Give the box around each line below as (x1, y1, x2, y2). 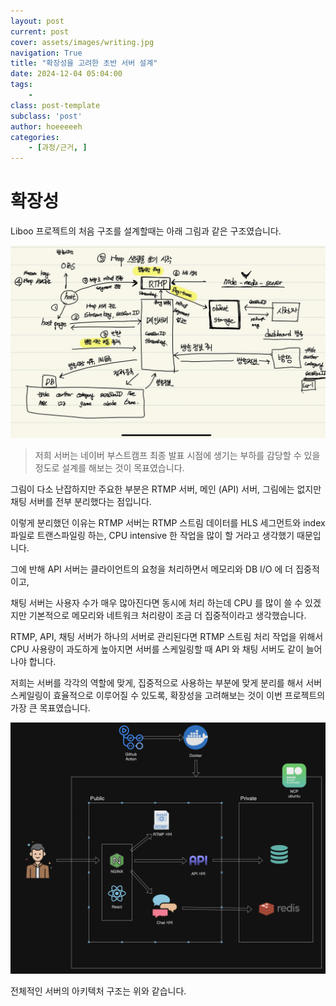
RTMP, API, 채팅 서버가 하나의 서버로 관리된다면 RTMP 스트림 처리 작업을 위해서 (10, 631, 324, 643)
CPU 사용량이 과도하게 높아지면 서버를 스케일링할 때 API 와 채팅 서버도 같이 (10, 643, 304, 655)
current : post (10, 26, 70, 37)
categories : (10, 132, 60, 142)
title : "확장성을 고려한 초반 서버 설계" (10, 58, 158, 69)
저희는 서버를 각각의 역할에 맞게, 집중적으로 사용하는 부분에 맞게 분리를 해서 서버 (10, 677, 323, 689)
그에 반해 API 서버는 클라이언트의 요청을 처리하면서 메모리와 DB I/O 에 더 (10, 563, 294, 575)
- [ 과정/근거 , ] (28, 143, 88, 153)
